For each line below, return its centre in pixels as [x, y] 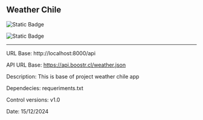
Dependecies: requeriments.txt [45, 88]
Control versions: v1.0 [33, 100]
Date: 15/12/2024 [27, 111]
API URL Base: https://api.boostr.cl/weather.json [66, 65]
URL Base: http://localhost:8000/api [51, 53]
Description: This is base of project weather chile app [73, 76]
